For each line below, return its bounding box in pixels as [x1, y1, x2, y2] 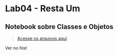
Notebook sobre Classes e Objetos [5, 23, 114, 31]
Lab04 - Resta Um [5, 3, 80, 14]
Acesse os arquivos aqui [17, 35, 67, 41]
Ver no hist [5, 45, 27, 51]
